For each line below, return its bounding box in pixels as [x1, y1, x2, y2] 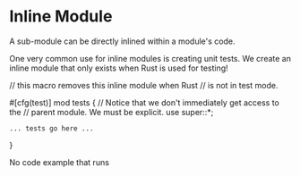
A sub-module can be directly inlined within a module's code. [9, 36, 236, 46]
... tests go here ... [9, 123, 94, 133]
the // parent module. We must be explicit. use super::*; [9, 106, 214, 117]
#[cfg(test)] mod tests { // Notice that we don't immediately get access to [9, 96, 279, 108]
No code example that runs [9, 156, 110, 167]
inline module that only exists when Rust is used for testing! [9, 63, 228, 73]
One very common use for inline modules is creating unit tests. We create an [9, 53, 291, 63]
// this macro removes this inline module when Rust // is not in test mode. [9, 80, 279, 90]
